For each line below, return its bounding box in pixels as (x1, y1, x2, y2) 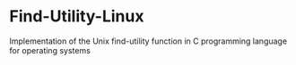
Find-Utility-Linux (9, 6, 144, 27)
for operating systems (9, 45, 91, 55)
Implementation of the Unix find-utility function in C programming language (9, 36, 288, 46)
